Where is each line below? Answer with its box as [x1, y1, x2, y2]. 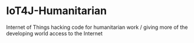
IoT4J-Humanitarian [6, 4, 107, 18]
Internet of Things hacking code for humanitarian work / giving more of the [6, 24, 188, 31]
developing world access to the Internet [6, 29, 103, 37]
